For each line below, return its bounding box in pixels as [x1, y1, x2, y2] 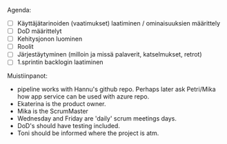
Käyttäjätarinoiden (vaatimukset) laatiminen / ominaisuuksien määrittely [17, 19, 221, 27]
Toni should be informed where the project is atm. [17, 129, 159, 137]
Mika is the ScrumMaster [17, 107, 88, 116]
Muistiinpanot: [7, 72, 48, 80]
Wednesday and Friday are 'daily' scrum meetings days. [17, 114, 177, 123]
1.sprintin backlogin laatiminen [17, 58, 103, 66]
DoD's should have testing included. [17, 122, 121, 130]
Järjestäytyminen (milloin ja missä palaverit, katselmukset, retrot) [17, 50, 202, 59]
